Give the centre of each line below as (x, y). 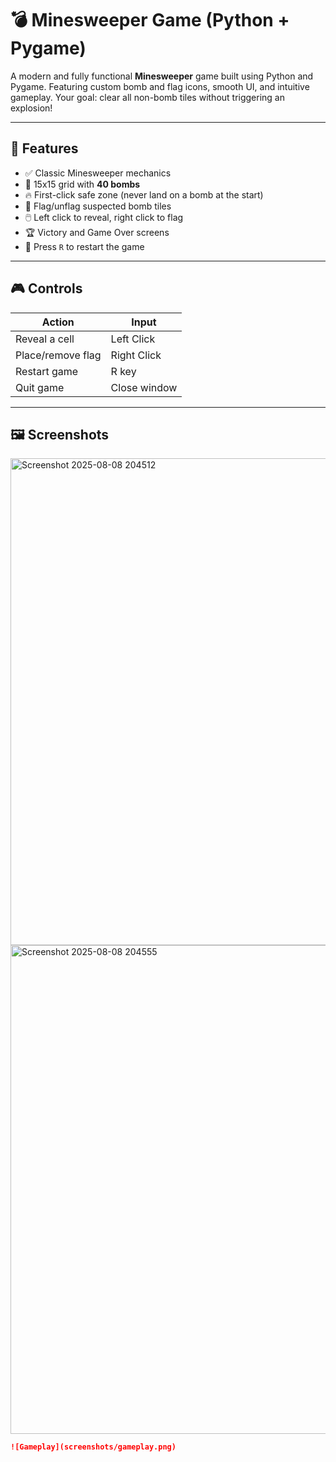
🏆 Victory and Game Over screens (97, 232)
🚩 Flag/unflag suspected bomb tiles (98, 206)
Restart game (47, 371)
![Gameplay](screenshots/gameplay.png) (93, 1447)
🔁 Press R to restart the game (84, 246)
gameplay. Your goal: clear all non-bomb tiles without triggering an (148, 97)
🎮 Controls (46, 288)
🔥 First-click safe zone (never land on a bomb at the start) (144, 194)
